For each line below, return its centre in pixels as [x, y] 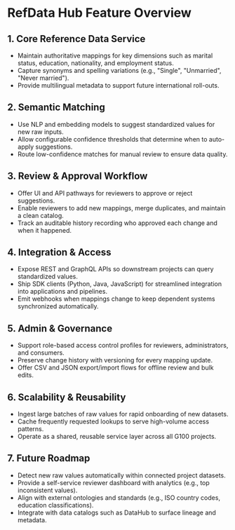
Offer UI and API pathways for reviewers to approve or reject [105, 193]
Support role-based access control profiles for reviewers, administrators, [123, 346]
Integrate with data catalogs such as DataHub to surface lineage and [116, 512]
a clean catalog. [41, 215]
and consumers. [41, 353]
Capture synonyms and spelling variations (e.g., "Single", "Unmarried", [119, 70]
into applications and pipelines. [62, 292]
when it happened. [45, 230]
